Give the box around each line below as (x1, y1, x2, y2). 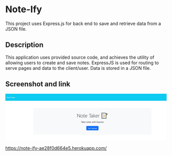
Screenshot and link (5, 80, 71, 89)
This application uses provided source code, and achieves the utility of (5, 54, 155, 60)
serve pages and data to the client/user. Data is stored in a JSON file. (5, 65, 151, 71)
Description (5, 41, 44, 49)
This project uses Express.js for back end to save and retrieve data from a (5, 20, 161, 27)
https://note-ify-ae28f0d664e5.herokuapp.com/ (5, 145, 107, 151)
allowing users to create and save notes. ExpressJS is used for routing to (5, 60, 159, 66)
